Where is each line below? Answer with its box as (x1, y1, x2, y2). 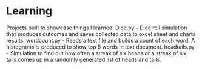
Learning (6, 4, 53, 18)
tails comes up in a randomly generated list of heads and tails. (6, 56, 162, 63)
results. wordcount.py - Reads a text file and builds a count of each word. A (6, 37, 195, 44)
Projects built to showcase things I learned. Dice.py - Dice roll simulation (6, 24, 187, 31)
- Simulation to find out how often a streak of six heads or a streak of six (6, 49, 187, 56)
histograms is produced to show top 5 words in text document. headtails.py (6, 43, 195, 50)
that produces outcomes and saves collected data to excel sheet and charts (6, 30, 196, 37)
